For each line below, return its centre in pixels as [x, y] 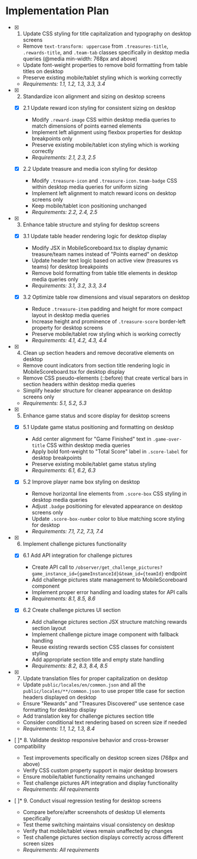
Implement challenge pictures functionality [75, 544]
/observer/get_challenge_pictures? [119, 568]
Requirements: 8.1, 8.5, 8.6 [63, 599]
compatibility [30, 747]
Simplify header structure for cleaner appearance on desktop [97, 391]
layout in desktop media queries [70, 315]
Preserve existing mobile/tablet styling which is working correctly [102, 77]
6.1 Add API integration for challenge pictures [78, 555]
